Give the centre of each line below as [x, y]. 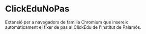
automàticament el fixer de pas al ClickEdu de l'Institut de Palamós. [73, 27]
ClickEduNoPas [37, 9]
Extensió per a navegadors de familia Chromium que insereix [67, 22]
